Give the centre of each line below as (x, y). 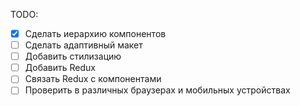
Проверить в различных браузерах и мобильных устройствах (157, 90)
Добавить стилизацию (73, 56)
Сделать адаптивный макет (83, 45)
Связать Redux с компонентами (93, 79)
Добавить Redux (60, 68)
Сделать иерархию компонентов (95, 33)
